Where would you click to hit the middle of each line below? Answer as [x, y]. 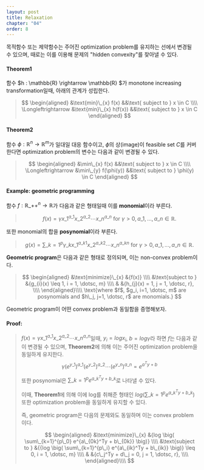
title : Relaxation [29, 18]
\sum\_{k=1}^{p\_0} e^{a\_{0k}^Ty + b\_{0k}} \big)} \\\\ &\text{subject [109, 441]
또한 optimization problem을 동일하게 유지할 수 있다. [84, 402]
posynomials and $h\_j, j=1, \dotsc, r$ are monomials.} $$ [110, 297]
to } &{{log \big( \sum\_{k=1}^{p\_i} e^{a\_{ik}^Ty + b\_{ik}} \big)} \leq [110, 448]
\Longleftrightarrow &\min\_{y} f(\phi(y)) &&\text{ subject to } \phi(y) [110, 170]
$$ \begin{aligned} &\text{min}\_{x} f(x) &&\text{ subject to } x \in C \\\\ [110, 103]
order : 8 [17, 29]
